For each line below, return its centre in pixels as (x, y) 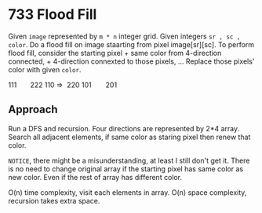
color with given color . (45, 69)
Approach (33, 110)
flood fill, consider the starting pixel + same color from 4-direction (115, 53)
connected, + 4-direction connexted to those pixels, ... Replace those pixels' (131, 61)
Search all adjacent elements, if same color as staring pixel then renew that (129, 137)
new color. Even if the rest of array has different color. (95, 177)
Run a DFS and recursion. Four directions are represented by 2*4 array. (124, 128)
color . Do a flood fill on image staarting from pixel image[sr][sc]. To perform (131, 44)
